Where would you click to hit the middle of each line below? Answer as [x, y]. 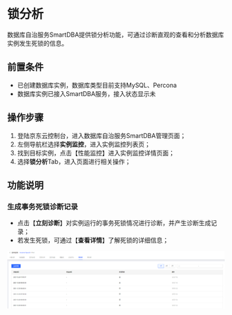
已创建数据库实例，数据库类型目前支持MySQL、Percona [97, 85]
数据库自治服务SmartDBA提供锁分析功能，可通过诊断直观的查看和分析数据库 [116, 35]
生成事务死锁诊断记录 [42, 207]
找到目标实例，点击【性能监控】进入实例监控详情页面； [96, 153]
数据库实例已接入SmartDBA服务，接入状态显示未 [86, 93]
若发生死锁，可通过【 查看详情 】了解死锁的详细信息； [93, 240]
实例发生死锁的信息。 [37, 43]
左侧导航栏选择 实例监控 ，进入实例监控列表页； [84, 144]
